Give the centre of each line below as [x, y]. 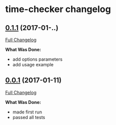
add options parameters [38, 59]
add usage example [33, 65]
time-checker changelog [58, 9]
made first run [27, 112]
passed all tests [29, 117]
